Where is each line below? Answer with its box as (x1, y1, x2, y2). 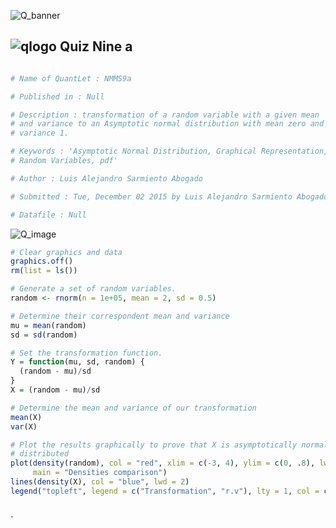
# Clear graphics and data (10, 247, 123, 257)
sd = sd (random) (10, 330, 78, 340)
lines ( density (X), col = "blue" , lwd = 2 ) (10, 477, 190, 487)
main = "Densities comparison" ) (32, 468, 168, 478)
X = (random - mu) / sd (10, 385, 101, 395)
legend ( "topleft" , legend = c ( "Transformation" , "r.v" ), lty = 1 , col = (10, 486, 320, 496)
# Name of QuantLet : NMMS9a (10, 73, 132, 84)
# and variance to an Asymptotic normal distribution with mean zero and (10, 119, 325, 129)
